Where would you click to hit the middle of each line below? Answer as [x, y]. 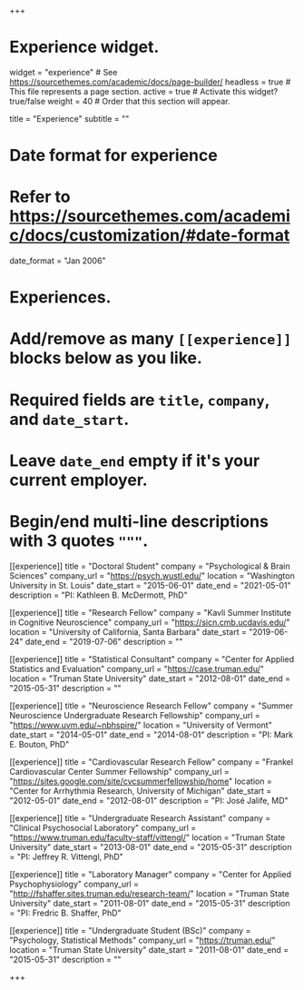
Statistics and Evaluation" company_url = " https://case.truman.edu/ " [137, 668]
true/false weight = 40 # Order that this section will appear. [120, 101]
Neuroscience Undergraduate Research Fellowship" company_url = [135, 715]
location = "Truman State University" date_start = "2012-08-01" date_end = [150, 678]
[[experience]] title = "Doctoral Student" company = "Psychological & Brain [150, 566]
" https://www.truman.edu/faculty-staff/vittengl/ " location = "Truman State [147, 837]
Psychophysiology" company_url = [74, 884]
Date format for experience [113, 156]
